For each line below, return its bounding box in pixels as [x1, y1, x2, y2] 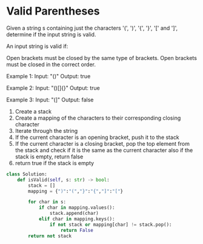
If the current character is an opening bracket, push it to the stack [15, 134, 180, 141]
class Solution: [6, 171, 47, 177]
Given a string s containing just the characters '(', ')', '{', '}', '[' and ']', [6, 24, 178, 32]
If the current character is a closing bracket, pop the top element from [15, 140, 190, 147]
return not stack [28, 232, 72, 239]
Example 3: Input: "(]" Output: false [6, 96, 94, 103]
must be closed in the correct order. [6, 61, 96, 68]
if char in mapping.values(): [38, 205, 115, 211]
